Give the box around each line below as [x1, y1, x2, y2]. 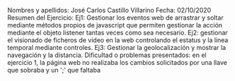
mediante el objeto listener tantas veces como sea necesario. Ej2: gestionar [7, 28, 228, 37]
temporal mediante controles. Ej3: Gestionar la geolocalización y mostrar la [7, 44, 227, 51]
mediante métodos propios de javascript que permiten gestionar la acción [7, 21, 223, 29]
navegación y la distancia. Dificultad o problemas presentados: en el [7, 51, 207, 59]
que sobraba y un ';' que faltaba [7, 66, 101, 74]
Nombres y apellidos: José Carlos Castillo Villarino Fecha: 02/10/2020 [7, 6, 212, 14]
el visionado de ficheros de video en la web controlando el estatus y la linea [7, 36, 229, 44]
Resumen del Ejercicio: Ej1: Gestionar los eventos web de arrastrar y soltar [7, 13, 224, 22]
